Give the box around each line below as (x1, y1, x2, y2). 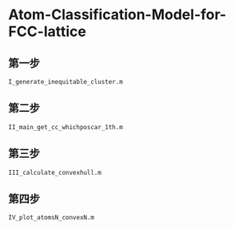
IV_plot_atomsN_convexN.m (8, 214, 94, 222)
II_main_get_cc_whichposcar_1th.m (8, 123, 124, 131)
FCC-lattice (8, 22, 86, 41)
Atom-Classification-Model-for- (8, 6, 227, 24)
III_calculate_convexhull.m (8, 168, 102, 176)
